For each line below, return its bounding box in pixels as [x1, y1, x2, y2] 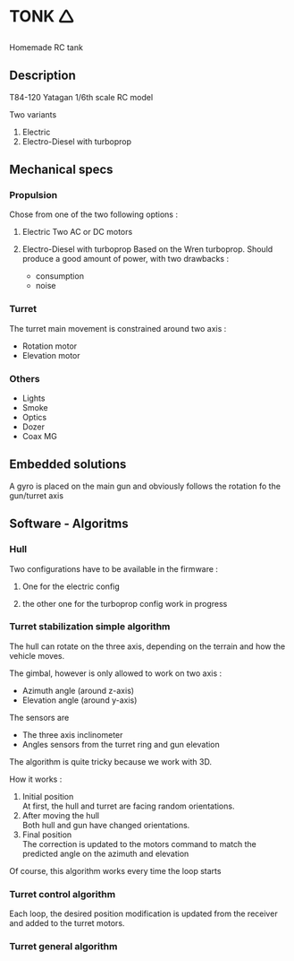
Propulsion [9, 189, 58, 202]
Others [9, 372, 40, 385]
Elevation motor [21, 350, 80, 360]
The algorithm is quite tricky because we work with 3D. [9, 756, 213, 766]
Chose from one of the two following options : [9, 209, 179, 220]
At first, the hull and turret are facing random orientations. [21, 801, 235, 811]
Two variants [9, 108, 57, 120]
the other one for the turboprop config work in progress [21, 598, 228, 609]
